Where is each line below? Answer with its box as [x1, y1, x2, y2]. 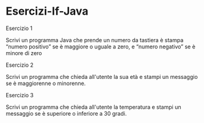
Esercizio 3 [5, 91, 34, 99]
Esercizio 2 [5, 61, 34, 69]
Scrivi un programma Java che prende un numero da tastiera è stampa [5, 36, 184, 43]
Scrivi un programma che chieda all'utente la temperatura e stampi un [5, 103, 181, 111]
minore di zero [5, 49, 42, 56]
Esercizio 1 [5, 24, 33, 32]
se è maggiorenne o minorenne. [5, 80, 86, 87]
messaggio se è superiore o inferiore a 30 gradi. [5, 110, 127, 117]
